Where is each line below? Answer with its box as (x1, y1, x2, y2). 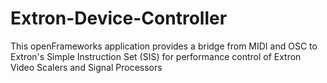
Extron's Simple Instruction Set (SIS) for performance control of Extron (10, 50, 302, 62)
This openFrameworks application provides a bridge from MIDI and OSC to (10, 40, 318, 52)
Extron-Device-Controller (10, 7, 228, 30)
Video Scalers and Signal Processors (10, 61, 163, 73)
